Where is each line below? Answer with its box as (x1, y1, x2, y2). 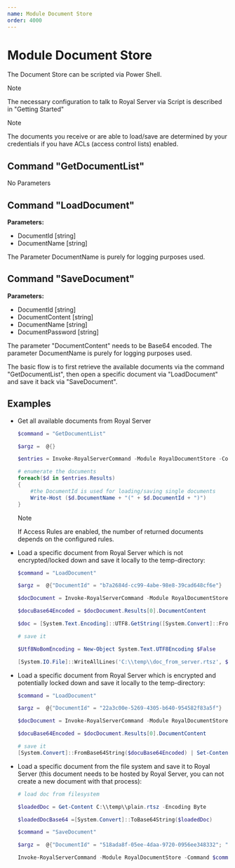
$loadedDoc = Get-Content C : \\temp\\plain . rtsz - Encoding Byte (17, 803, 207, 810)
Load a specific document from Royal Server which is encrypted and (17, 671, 216, 679)
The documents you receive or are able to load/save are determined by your (7, 132, 228, 141)
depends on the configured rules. (17, 535, 114, 543)
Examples (7, 398, 51, 410)
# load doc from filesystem (17, 791, 100, 798)
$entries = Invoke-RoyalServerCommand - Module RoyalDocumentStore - (17, 455, 222, 463)
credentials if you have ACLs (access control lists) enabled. (7, 140, 179, 148)
